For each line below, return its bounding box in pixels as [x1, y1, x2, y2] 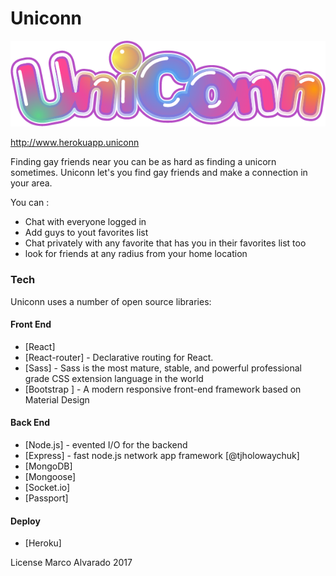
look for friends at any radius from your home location [24, 248, 248, 260]
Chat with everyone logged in [24, 216, 147, 228]
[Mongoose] [24, 471, 77, 483]
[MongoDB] [24, 460, 73, 472]
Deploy [10, 515, 41, 527]
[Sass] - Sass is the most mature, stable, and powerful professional [24, 362, 302, 374]
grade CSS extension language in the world [24, 372, 204, 384]
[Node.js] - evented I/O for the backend [24, 439, 188, 451]
